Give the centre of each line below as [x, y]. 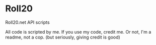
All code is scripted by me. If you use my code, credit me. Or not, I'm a [78, 32]
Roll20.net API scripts [27, 22]
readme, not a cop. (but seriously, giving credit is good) [63, 37]
